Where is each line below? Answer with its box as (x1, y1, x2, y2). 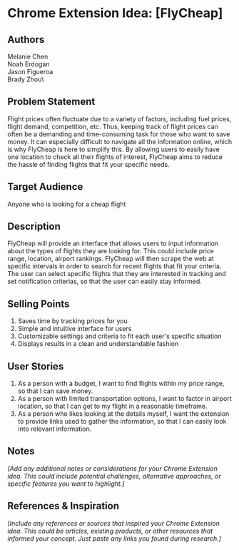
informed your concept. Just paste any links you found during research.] (7, 534, 221, 543)
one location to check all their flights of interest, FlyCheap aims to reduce (7, 152, 223, 161)
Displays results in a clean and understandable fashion (17, 340, 179, 348)
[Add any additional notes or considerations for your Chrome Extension (7, 464, 218, 472)
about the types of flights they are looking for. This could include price (7, 247, 214, 255)
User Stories (7, 360, 64, 372)
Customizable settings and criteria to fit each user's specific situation (17, 332, 222, 340)
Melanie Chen (7, 52, 49, 61)
